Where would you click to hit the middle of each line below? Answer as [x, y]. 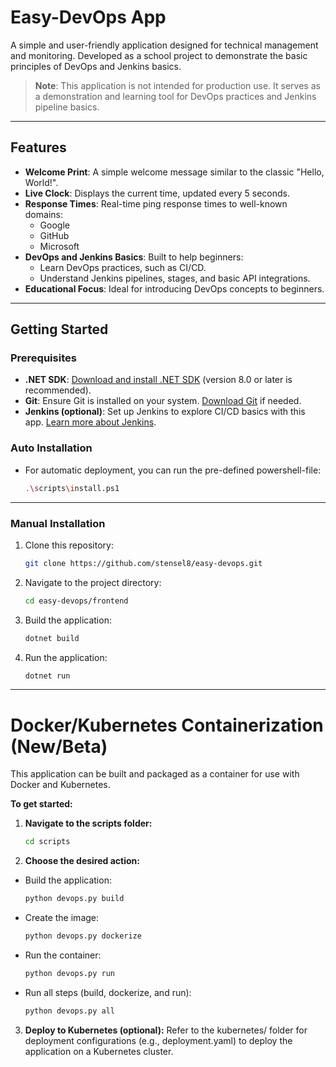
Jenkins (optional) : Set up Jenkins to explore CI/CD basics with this [165, 412]
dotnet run [47, 676]
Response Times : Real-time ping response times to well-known [156, 203]
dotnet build [52, 638]
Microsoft [59, 246]
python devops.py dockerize [83, 936]
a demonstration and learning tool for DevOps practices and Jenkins [175, 96]
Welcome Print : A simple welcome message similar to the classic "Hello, [174, 172]
